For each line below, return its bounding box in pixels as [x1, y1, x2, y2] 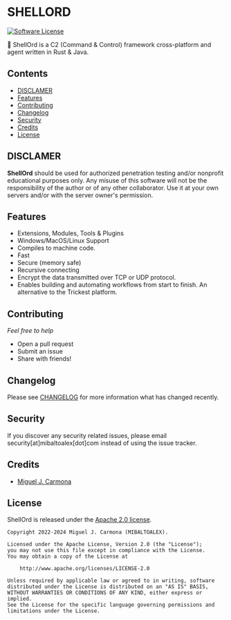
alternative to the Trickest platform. [17, 288, 118, 296]
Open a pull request [17, 340, 74, 348]
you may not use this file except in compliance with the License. [7, 547, 206, 554]
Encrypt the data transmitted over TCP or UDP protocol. [17, 273, 176, 282]
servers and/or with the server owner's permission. [7, 191, 154, 199]
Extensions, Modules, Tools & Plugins [17, 229, 124, 237]
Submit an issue [17, 347, 64, 356]
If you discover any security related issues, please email [7, 431, 167, 439]
